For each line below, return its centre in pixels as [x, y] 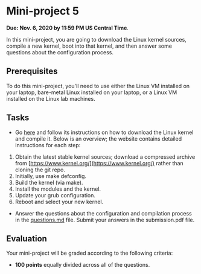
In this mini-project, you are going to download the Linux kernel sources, [97, 39]
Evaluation [27, 239]
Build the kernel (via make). [49, 182]
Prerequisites [32, 72]
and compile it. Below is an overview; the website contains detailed [98, 139]
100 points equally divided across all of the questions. [82, 265]
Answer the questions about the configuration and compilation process [103, 213]
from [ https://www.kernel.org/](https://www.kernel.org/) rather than [99, 163]
